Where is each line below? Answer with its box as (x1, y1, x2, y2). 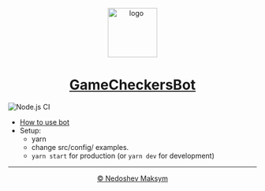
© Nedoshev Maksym (97, 174, 168, 183)
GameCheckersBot (69, 76, 196, 94)
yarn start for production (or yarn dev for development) (31, 151, 215, 160)
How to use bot (19, 117, 69, 126)
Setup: (19, 125, 42, 135)
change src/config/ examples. (31, 142, 129, 152)
